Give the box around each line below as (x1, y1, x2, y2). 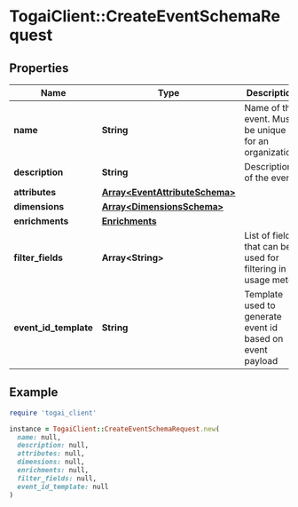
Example (9, 384, 59, 400)
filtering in (244, 263, 286, 274)
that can (244, 241, 278, 252)
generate (244, 311, 282, 322)
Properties (9, 60, 69, 75)
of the (244, 171, 269, 184)
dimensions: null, (17, 457, 86, 467)
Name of (244, 102, 281, 114)
